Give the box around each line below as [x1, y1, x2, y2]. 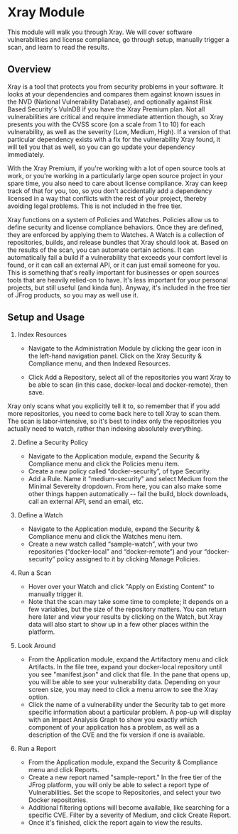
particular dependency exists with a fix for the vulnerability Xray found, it [7, 135, 221, 143]
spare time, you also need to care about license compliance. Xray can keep [7, 179, 228, 187]
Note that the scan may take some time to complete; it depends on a [28, 597, 229, 605]
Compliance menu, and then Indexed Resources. [28, 359, 171, 368]
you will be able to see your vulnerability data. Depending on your [28, 677, 221, 686]
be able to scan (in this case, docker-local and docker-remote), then [28, 380, 229, 389]
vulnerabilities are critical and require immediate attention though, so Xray [7, 112, 224, 121]
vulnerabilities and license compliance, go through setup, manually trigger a [7, 35, 229, 43]
